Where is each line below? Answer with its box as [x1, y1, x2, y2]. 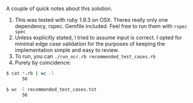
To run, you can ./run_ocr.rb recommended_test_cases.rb [14, 53, 156, 59]
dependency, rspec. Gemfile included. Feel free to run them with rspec [14, 23, 188, 29]
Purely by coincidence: [14, 59, 71, 66]
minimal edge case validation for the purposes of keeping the [14, 41, 165, 47]
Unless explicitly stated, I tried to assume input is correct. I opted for [14, 34, 182, 41]
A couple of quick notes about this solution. [6, 5, 113, 12]
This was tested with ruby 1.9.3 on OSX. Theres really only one [14, 16, 168, 23]
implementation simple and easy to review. [14, 46, 119, 54]
